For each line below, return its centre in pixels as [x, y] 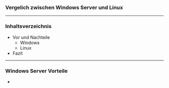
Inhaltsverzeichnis [28, 26]
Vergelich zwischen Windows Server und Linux [64, 7]
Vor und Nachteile [31, 37]
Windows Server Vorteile [36, 70]
